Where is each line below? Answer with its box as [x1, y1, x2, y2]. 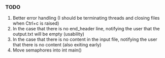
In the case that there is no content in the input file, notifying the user [12, 36, 157, 42]
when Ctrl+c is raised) [12, 20, 59, 26]
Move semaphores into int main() [12, 47, 82, 53]
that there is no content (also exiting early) [12, 42, 102, 48]
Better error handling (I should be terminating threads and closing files [12, 15, 160, 21]
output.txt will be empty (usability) [12, 31, 85, 37]
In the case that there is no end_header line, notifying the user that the [12, 26, 160, 32]
